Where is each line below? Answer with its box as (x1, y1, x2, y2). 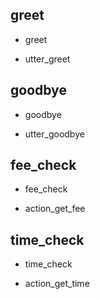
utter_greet (24, 53, 71, 65)
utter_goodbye (24, 128, 85, 140)
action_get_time (24, 278, 90, 290)
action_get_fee (24, 203, 86, 215)
